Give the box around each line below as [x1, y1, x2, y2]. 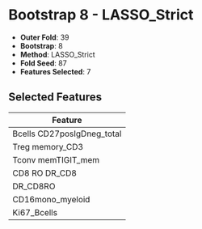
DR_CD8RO [12, 180, 56, 192]
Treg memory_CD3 [12, 141, 83, 152]
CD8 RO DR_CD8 [12, 168, 77, 179]
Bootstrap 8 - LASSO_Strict [8, 6, 194, 24]
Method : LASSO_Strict [19, 49, 95, 59]
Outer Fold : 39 [19, 32, 69, 42]
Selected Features [8, 91, 103, 104]
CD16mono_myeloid [12, 193, 90, 205]
